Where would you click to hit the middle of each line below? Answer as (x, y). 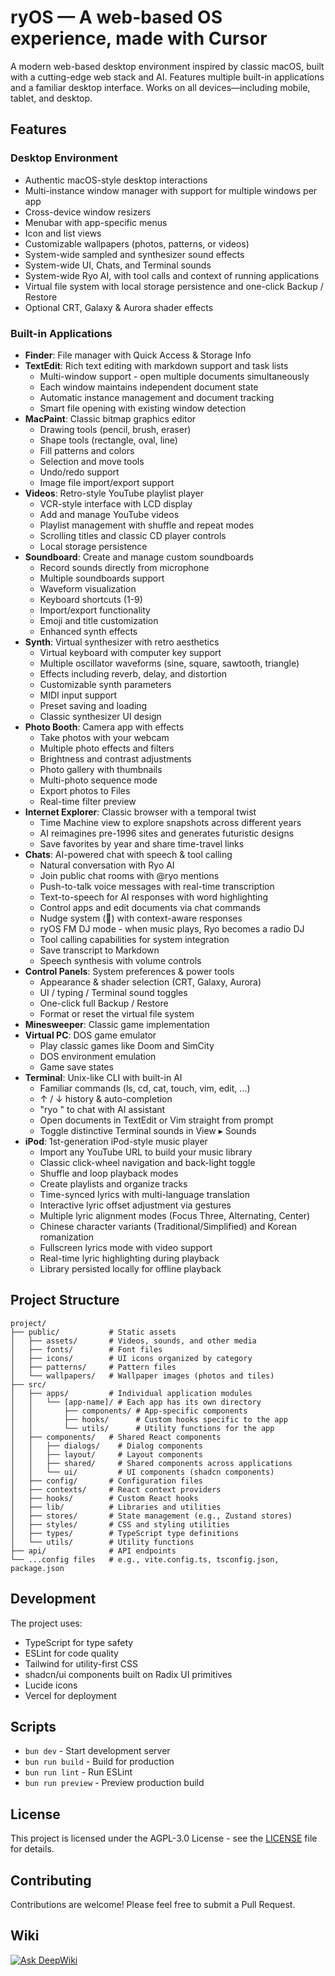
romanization (67, 1237)
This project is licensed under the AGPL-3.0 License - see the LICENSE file (164, 1838)
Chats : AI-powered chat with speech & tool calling (128, 854)
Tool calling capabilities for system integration (134, 939)
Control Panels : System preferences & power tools (129, 971)
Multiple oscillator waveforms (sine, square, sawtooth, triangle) (169, 663)
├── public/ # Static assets (93, 1332)
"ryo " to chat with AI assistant (102, 1109)
